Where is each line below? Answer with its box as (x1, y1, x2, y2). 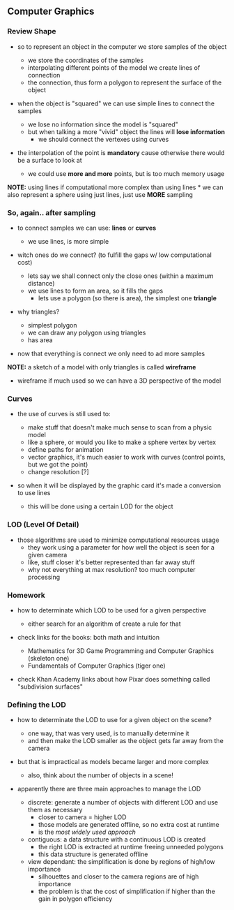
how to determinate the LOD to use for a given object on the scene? (17, 716, 212, 724)
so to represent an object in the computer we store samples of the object (17, 42, 227, 51)
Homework (7, 590, 45, 600)
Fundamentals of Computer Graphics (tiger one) (27, 661, 166, 670)
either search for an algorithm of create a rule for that (27, 619, 181, 628)
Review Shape (7, 27, 56, 36)
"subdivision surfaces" (17, 682, 84, 691)
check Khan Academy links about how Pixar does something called (17, 675, 210, 683)
